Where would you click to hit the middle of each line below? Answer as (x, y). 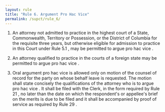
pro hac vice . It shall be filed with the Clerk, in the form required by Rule (86, 89)
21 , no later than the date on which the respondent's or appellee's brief (85, 94)
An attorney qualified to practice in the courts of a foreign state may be (84, 58)
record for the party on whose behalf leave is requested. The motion (82, 78)
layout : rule (19, 10)
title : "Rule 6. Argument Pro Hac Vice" (47, 14)
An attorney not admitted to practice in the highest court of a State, (81, 33)
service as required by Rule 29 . (45, 105)
